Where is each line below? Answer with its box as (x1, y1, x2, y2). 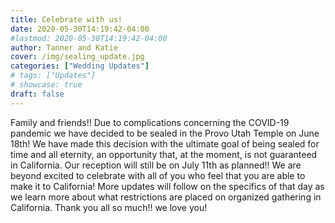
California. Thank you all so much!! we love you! (10, 201, 208, 213)
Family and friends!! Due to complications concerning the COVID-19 (10, 116, 290, 128)
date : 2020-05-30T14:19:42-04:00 (10, 24, 150, 34)
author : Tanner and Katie (10, 42, 118, 53)
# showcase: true (10, 80, 83, 90)
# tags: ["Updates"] (10, 71, 97, 81)
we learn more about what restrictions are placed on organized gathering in (10, 191, 322, 203)
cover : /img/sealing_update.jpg (10, 52, 145, 62)
